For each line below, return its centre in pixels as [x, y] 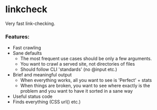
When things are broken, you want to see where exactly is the [85, 86]
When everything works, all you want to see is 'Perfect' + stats [86, 80]
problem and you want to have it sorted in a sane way [76, 91]
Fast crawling [27, 48]
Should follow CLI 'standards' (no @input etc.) [69, 69]
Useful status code [32, 97]
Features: [17, 37]
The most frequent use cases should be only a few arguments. [86, 59]
